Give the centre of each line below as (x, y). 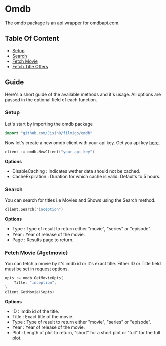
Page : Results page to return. (43, 240)
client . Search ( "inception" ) (34, 209)
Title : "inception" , (35, 282)
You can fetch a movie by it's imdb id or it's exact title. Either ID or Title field (83, 264)
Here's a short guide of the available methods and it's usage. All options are (83, 94)
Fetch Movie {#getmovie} (37, 253)
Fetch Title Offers (30, 66)
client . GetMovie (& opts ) (30, 292)
